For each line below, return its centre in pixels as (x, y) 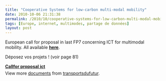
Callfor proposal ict (25, 67)
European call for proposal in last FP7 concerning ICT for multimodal (75, 42)
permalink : (16, 19)
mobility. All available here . (33, 47)
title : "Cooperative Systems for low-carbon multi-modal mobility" (76, 10)
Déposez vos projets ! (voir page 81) (42, 57)
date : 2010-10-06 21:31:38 (33, 14)
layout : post (19, 28)
